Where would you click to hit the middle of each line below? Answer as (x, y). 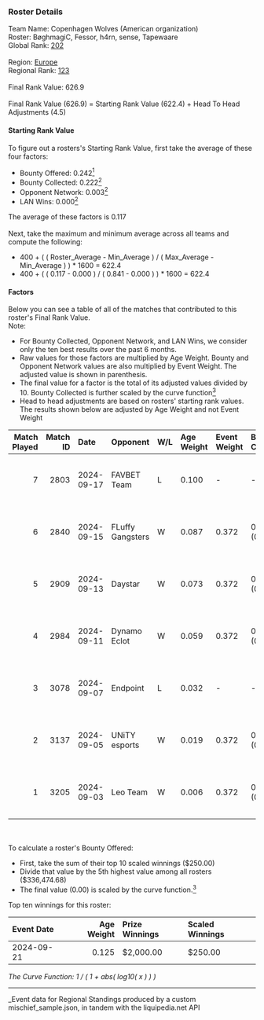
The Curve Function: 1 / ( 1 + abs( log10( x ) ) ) (82, 976)
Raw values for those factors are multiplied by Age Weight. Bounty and (134, 358)
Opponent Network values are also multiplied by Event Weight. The (128, 366)
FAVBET (126, 475)
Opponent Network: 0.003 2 (64, 191)
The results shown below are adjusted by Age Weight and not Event (129, 409)
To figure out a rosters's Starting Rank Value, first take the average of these (130, 148)
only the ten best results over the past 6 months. (98, 350)
